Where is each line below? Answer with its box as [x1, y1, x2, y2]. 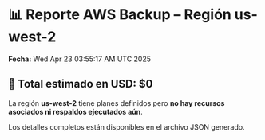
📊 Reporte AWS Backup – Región [8, 6, 231, 24]
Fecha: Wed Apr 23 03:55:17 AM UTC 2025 [8, 54, 152, 64]
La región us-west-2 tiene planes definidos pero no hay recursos [8, 98, 225, 107]
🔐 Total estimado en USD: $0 [8, 77, 153, 91]
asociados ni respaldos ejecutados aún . [8, 107, 144, 116]
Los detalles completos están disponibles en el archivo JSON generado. [8, 122, 245, 131]
